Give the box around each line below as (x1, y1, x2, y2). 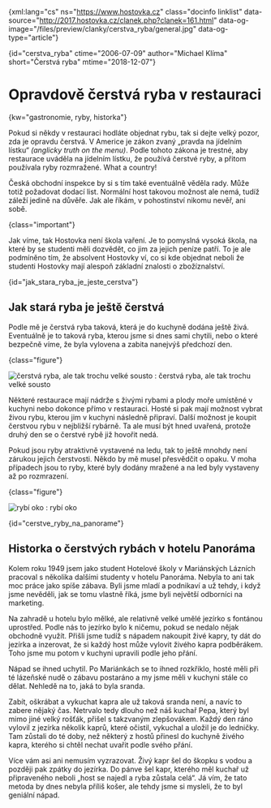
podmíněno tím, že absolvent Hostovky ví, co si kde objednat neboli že (8, 252, 245, 262)
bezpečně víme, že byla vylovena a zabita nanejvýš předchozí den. (8, 339, 233, 349)
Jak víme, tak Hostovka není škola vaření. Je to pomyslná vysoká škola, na (8, 235, 258, 245)
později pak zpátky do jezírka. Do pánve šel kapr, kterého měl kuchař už (8, 764, 249, 774)
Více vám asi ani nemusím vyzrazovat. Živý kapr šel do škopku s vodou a (8, 755, 253, 765)
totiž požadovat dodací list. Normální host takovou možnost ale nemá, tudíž (8, 187, 260, 196)
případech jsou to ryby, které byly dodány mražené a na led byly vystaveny (8, 462, 260, 472)
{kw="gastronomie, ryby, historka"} (8, 112, 127, 122)
